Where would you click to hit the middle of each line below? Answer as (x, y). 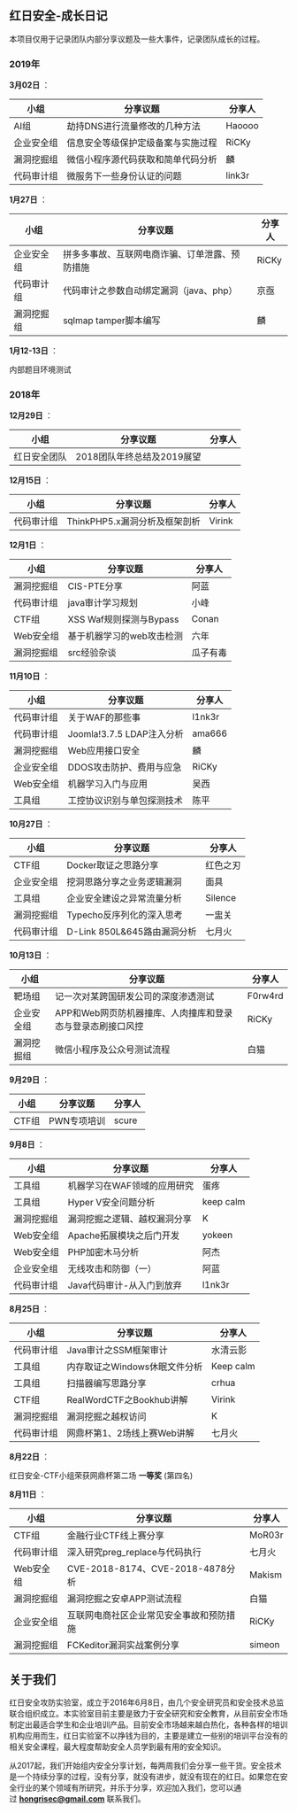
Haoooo (242, 126)
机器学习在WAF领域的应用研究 (131, 1186)
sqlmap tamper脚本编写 (112, 321)
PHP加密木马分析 (103, 1252)
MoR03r (266, 1535)
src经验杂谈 (92, 653)
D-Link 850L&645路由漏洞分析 (132, 932)
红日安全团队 (41, 457)
